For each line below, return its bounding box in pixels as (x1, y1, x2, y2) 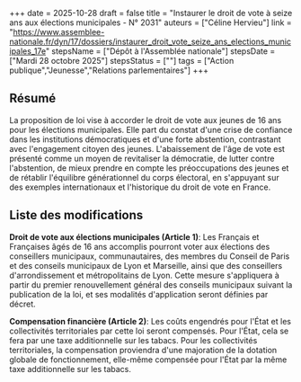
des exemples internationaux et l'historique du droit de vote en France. (9, 182, 271, 192)
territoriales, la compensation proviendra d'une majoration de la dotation (9, 344, 278, 355)
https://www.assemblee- (13, 27, 105, 37)
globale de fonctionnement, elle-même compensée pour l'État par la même (9, 354, 288, 365)
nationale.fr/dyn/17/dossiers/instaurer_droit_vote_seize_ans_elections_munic (9, 36, 292, 47)
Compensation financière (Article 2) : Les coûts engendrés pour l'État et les (9, 315, 292, 326)
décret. (9, 298, 36, 309)
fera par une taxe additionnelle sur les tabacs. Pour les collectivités (9, 334, 258, 345)
